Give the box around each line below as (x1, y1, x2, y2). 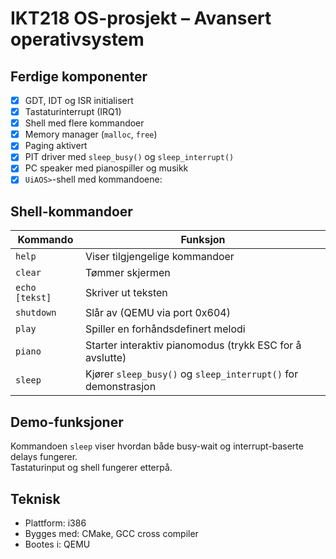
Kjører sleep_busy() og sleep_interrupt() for (84, 367, 299, 381)
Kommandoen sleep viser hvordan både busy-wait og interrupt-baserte (10, 440, 304, 452)
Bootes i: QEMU (24, 538, 91, 550)
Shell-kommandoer (10, 203, 133, 220)
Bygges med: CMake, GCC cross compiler (24, 527, 199, 539)
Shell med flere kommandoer (24, 117, 145, 129)
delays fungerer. (10, 451, 78, 463)
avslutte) (84, 351, 127, 365)
